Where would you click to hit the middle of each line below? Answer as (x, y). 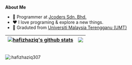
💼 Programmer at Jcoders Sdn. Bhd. (49, 17)
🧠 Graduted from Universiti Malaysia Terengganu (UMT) (69, 27)
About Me (16, 7)
